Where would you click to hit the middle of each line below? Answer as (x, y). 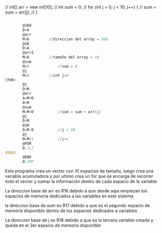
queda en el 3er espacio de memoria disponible (53, 225)
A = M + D (28, 98)
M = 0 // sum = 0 (50, 66)
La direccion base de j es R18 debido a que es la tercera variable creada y (79, 220)
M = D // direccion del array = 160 (65, 39)
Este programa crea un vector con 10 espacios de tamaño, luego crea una (79, 171)
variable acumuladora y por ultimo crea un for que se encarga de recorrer (79, 176)
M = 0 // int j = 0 (46, 75)
